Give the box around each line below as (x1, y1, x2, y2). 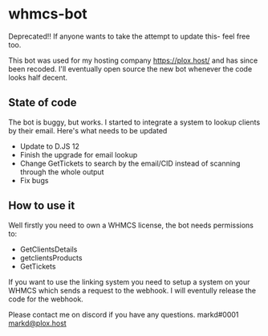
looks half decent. (8, 72, 68, 82)
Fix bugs (19, 175, 49, 185)
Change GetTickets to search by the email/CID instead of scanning (19, 158, 241, 168)
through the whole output (19, 166, 104, 177)
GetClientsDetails (19, 244, 78, 254)
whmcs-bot (8, 5, 88, 23)
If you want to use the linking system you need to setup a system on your (8, 277, 250, 286)
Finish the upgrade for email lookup (19, 150, 138, 159)
